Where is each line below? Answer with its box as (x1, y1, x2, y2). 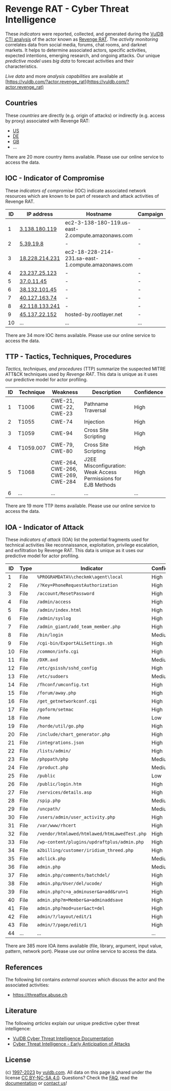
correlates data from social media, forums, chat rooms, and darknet (5, 41, 147, 47)
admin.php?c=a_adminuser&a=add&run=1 (37, 889, 129, 895)
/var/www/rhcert (37, 823, 76, 828)
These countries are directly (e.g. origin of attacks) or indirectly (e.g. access (5, 112, 165, 118)
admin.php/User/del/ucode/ (37, 880, 103, 887)
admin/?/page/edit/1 (37, 922, 87, 928)
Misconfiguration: (83, 462, 126, 470)
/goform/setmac (37, 707, 74, 713)
